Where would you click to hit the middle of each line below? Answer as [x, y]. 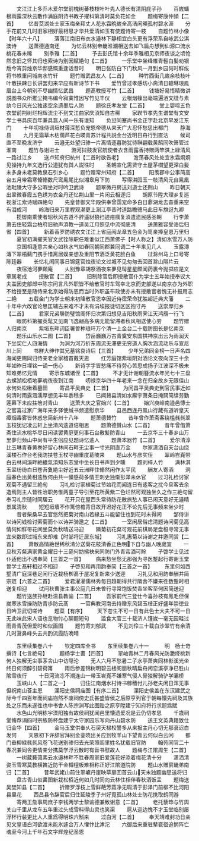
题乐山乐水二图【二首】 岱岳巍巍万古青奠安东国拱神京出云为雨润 [100, 336]
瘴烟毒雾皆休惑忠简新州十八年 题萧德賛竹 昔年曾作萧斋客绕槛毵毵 [96, 418]
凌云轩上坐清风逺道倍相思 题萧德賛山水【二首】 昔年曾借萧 [108, 425]
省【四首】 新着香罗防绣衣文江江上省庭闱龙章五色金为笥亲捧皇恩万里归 [98, 232]
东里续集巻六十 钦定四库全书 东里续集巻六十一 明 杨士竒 [103, 646]
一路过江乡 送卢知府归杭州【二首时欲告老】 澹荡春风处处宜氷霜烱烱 [98, 157]
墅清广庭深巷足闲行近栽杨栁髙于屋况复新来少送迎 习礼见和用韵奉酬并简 [98, 574]
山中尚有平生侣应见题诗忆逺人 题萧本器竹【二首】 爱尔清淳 [108, 440]
